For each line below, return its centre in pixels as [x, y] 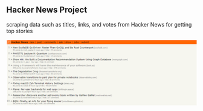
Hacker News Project [47, 10]
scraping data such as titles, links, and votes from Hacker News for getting [99, 24]
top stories [20, 31]
